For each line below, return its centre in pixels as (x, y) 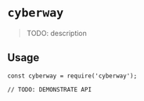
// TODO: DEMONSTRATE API (49, 89)
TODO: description (57, 33)
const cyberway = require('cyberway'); (72, 76)
